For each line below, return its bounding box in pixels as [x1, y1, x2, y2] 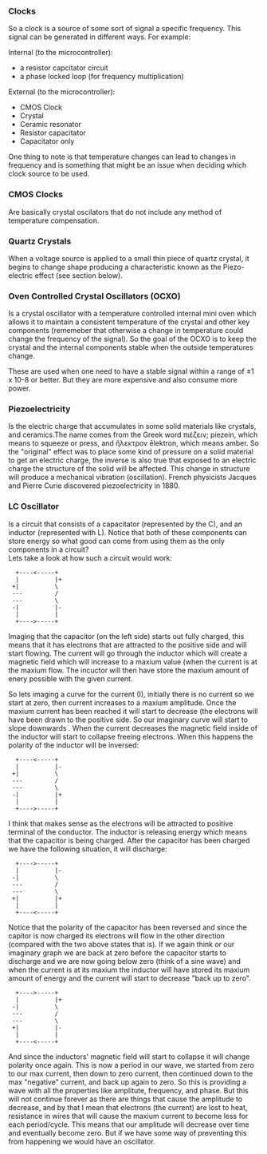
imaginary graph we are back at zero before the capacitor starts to [8, 948, 227, 958]
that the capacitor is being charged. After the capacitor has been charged [8, 835, 250, 845]
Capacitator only [19, 137, 75, 146]
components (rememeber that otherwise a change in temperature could [8, 326, 244, 335]
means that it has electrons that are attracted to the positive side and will [8, 640, 247, 649]
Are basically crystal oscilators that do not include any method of [8, 207, 222, 216]
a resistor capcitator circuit [19, 63, 109, 73]
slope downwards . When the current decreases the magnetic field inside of [8, 723, 257, 732]
